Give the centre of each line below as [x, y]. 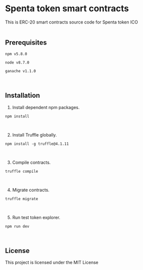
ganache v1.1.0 [21, 71]
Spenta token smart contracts [67, 9]
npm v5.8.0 [16, 54]
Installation [23, 96]
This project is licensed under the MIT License [52, 263]
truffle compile [22, 171]
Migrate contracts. [31, 190]
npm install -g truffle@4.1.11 [37, 144]
